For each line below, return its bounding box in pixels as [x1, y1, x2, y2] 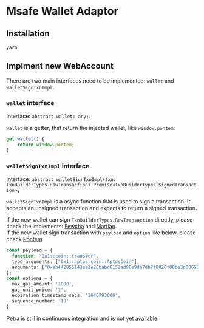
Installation [6, 29, 50, 39]
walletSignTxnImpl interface [6, 162, 90, 170]
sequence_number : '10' [12, 298, 69, 304]
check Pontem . [6, 236, 44, 243]
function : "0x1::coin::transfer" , [12, 253, 99, 259]
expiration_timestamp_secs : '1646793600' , [12, 293, 121, 299]
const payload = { [6, 247, 53, 253]
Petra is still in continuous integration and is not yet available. [6, 315, 159, 322]
